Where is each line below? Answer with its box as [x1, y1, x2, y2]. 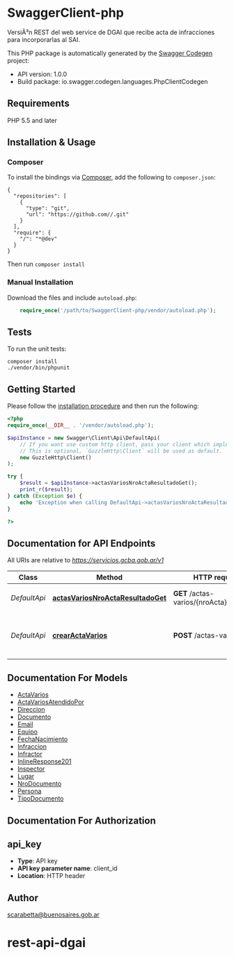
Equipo [17, 728, 38, 736]
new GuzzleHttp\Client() [19, 454, 92, 461]
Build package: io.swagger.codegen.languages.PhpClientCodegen [17, 77, 208, 85]
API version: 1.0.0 [17, 70, 68, 78]
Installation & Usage [7, 136, 96, 148]
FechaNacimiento [17, 735, 68, 743]
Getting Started [7, 383, 76, 395]
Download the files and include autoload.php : [7, 293, 137, 302]
